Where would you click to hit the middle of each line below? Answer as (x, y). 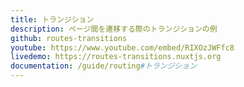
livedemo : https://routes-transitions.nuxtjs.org (116, 57)
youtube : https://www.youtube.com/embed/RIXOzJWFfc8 (122, 47)
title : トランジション (52, 19)
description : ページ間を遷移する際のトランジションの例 (114, 29)
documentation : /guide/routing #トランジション (104, 66)
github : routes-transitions (69, 38)
